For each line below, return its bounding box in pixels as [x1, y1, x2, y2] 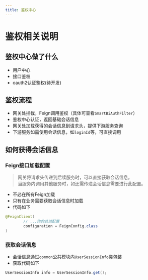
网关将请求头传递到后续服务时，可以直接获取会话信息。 [17, 174, 132, 180]
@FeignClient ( [5, 214, 35, 219]
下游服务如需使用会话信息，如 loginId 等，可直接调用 [12, 129, 121, 135]
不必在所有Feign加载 [12, 191, 55, 197]
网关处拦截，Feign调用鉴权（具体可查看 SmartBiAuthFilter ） [12, 110, 137, 116]
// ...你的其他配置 [23, 219, 59, 224]
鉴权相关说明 [5, 31, 59, 42]
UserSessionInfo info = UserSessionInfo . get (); [5, 270, 107, 275]
